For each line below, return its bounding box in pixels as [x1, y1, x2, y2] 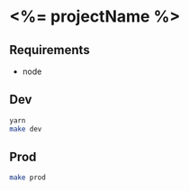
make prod [9, 173, 47, 182]
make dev [9, 124, 42, 133]
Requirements [9, 42, 90, 58]
